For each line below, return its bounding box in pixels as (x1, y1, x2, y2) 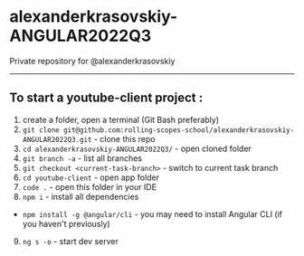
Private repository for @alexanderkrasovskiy (9, 55, 176, 66)
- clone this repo (93, 133, 156, 144)
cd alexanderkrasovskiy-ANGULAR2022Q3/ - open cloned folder (22, 143, 252, 154)
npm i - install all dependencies (22, 191, 139, 202)
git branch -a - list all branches (22, 152, 143, 164)
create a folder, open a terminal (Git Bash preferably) (22, 114, 220, 125)
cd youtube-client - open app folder (22, 172, 160, 183)
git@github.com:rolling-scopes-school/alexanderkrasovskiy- (62, 125, 295, 135)
